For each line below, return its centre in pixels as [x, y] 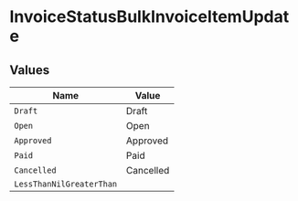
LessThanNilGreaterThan [66, 184]
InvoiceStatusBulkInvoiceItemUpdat [149, 17]
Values [30, 70]
